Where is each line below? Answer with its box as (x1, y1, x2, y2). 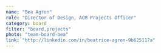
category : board (5, 20, 47, 26)
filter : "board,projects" (5, 26, 71, 32)
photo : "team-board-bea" (5, 32, 69, 38)
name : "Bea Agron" (5, 9, 52, 15)
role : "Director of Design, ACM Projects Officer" (5, 15, 137, 21)
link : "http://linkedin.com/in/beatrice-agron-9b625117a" (5, 37, 156, 43)
